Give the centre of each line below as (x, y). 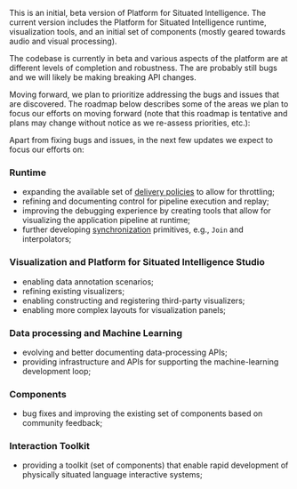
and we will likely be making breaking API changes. (103, 77)
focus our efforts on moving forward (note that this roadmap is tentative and (148, 113)
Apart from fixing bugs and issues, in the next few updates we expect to (141, 140)
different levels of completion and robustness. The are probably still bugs (143, 68)
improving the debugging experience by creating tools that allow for (146, 211)
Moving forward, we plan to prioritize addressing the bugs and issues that (144, 94)
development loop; (56, 371)
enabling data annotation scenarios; (88, 281)
